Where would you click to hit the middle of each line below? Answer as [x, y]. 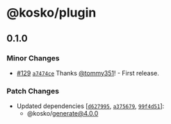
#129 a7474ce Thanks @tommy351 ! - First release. [88, 73]
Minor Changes [33, 58]
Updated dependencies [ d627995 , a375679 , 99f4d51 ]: [90, 106]
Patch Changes [33, 91]
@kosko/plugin [51, 13]
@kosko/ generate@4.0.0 [63, 114]
